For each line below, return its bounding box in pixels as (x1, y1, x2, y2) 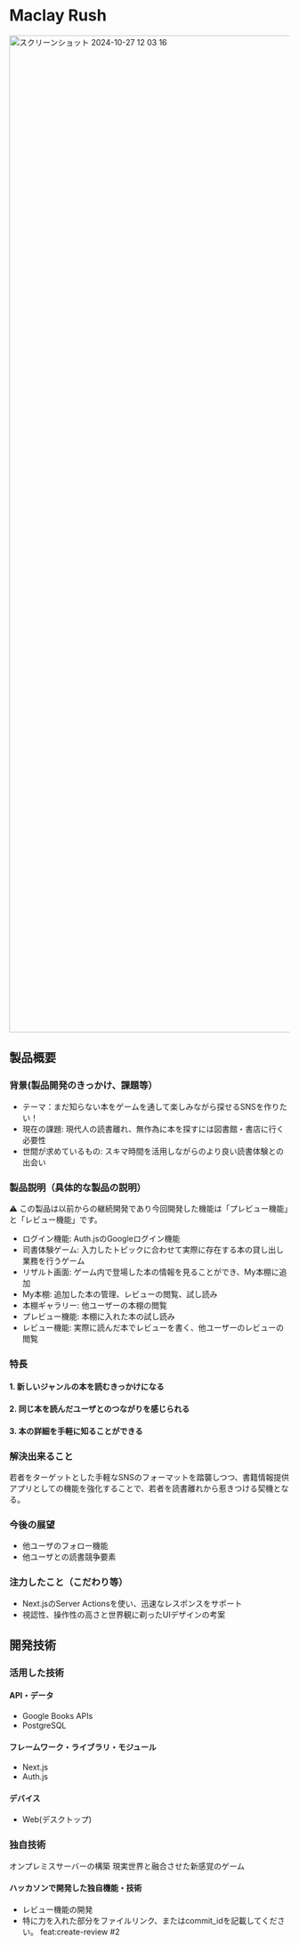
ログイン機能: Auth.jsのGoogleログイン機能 (21, 1233, 181, 1244)
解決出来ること (9, 1450, 74, 1463)
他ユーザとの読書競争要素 (21, 1552, 117, 1562)
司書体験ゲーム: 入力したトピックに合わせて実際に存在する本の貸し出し (21, 1244, 285, 1255)
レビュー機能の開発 (21, 1904, 93, 1915)
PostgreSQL (21, 1720, 67, 1731)
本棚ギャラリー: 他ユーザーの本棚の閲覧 (21, 1300, 167, 1310)
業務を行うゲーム (21, 1255, 85, 1266)
